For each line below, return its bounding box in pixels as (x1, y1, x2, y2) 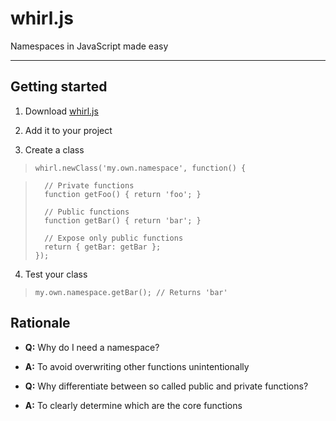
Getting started (10, 78, 108, 96)
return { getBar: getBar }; (44, 242, 162, 252)
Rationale (10, 315, 71, 332)
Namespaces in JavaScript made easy (10, 40, 169, 52)
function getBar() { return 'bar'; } (44, 215, 202, 226)
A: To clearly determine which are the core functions (24, 399, 243, 411)
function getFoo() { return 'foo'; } (44, 189, 202, 199)
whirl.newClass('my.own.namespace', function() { (34, 163, 247, 173)
